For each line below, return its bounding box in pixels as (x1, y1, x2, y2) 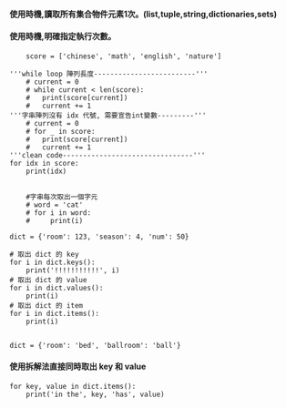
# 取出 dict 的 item (9, 301, 84, 310)
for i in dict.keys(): (9, 258, 96, 267)
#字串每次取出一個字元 (26, 192, 98, 201)
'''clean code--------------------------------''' (9, 150, 206, 159)
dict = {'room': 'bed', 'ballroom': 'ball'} (9, 341, 181, 350)
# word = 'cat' (26, 200, 84, 209)
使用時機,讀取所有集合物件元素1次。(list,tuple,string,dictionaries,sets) (9, 8, 278, 19)
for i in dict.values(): (9, 283, 104, 292)
